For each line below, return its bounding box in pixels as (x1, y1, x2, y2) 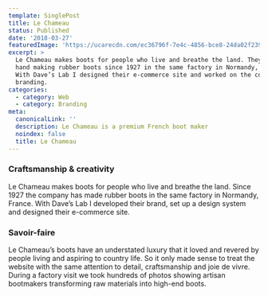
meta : (8, 108, 26, 116)
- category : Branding (15, 100, 88, 108)
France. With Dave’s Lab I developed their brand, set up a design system (8, 198, 246, 208)
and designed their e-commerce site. (8, 207, 130, 216)
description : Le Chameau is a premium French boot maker (15, 123, 209, 130)
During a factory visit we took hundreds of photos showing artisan (8, 271, 226, 280)
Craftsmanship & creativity (8, 164, 115, 175)
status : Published (8, 26, 69, 34)
